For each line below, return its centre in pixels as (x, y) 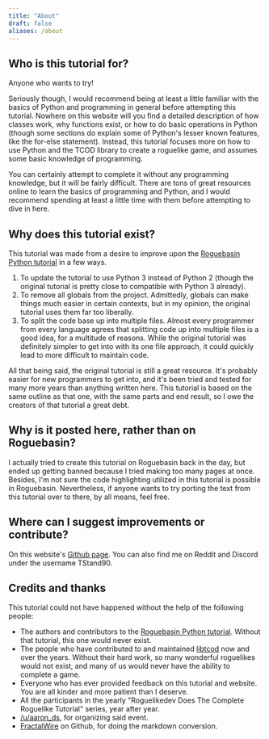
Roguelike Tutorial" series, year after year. (90, 709)
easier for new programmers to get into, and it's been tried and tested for (130, 379)
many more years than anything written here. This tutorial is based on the (130, 388)
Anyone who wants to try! (51, 83)
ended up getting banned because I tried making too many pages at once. (132, 471)
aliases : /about (36, 31)
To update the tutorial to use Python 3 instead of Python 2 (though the (137, 278)
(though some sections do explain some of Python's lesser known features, (134, 133)
